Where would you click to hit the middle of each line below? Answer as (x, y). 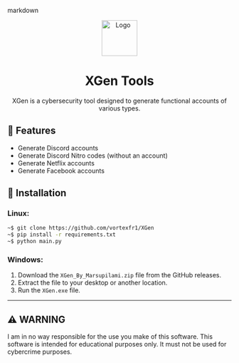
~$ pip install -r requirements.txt (62, 235)
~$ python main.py (34, 242)
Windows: (26, 260)
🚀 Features (32, 131)
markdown (23, 10)
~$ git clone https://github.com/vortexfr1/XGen (81, 228)
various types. (119, 108)
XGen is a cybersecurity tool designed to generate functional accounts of (119, 101)
